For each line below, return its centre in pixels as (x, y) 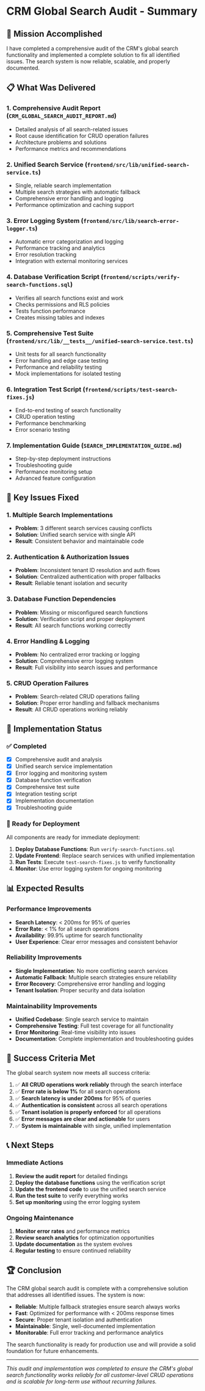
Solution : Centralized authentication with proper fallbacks (88, 577)
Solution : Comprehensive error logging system (74, 661)
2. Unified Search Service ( (47, 164)
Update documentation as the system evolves (74, 1244)
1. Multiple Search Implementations (60, 515)
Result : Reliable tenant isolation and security (71, 583)
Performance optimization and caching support (74, 205)
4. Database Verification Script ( (55, 277)
